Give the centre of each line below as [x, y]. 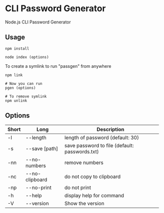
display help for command [94, 195]
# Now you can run [24, 83]
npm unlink [16, 100]
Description [111, 129]
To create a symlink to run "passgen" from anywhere [58, 66]
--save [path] [42, 148]
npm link [14, 75]
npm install [17, 48]
